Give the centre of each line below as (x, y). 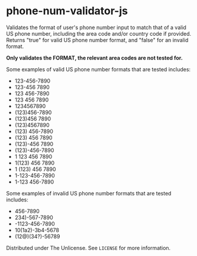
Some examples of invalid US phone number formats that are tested (89, 193)
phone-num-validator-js (67, 11)
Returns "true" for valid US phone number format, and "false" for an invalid (97, 40)
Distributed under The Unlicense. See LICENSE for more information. (88, 248)
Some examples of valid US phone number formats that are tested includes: (98, 69)
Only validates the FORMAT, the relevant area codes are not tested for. (95, 58)
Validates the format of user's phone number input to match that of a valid (96, 27)
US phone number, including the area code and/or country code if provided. (99, 33)
